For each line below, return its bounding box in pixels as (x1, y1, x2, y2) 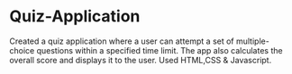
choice (9, 45, 35, 55)
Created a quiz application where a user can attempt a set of (9, 36, 234, 46)
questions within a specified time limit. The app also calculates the (36, 45, 283, 55)
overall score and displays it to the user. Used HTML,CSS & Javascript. (9, 54, 272, 65)
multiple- (235, 36, 270, 46)
